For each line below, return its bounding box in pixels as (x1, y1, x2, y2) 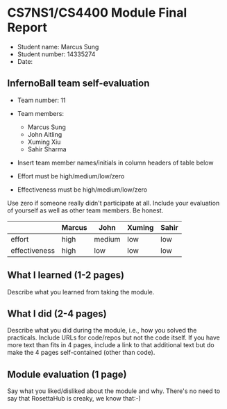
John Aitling (27, 130, 62, 138)
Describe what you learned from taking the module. (7, 287, 155, 296)
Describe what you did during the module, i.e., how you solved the (7, 326, 197, 335)
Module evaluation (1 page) (7, 368, 127, 380)
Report (7, 19, 47, 35)
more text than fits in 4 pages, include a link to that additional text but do (7, 341, 215, 349)
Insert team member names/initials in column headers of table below (17, 158, 214, 167)
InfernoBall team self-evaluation (7, 78, 150, 90)
